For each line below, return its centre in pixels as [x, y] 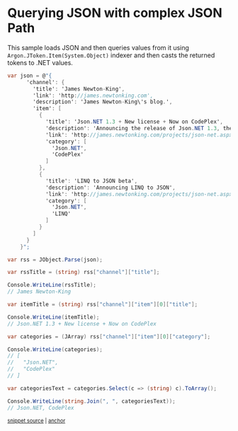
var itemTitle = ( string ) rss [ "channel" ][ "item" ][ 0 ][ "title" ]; [103, 305]
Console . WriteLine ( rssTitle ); [52, 285]
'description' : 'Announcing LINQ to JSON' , [110, 188]
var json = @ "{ [30, 76]
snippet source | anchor [36, 420]
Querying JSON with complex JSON [115, 13]
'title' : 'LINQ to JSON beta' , [91, 181]
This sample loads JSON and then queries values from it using [98, 47]
